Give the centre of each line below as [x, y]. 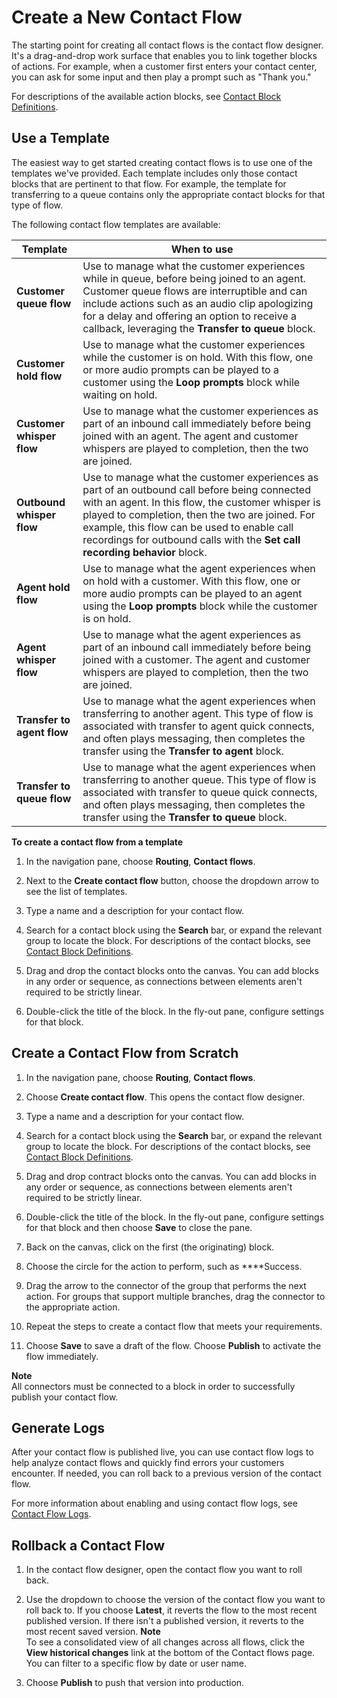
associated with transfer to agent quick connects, [198, 726]
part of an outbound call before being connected [196, 489]
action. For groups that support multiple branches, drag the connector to [175, 1296]
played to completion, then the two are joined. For [199, 514]
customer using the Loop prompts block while [191, 382]
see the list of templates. [76, 891]
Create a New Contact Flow [127, 17]
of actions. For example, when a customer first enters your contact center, [164, 66]
